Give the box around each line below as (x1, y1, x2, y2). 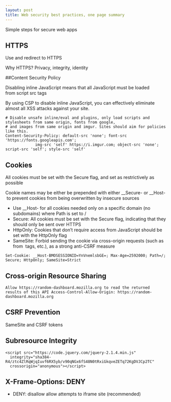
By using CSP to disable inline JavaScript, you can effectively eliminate (5, 100, 155, 106)
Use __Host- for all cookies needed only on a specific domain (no (12, 205, 151, 211)
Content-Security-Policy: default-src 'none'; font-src (5, 133, 127, 138)
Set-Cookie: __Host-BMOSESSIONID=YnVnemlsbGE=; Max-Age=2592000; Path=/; (5, 253, 166, 258)
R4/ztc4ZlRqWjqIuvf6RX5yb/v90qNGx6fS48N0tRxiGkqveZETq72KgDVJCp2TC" (5, 359, 155, 364)
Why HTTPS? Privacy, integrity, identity (5, 65, 89, 71)
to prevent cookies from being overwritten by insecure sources (6, 195, 140, 202)
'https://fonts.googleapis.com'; (5, 138, 77, 143)
